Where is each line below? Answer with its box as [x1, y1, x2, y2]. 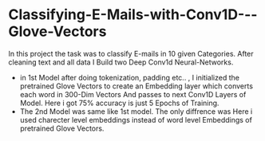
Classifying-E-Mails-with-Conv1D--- [8, 6, 258, 24]
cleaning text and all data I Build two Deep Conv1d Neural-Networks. [8, 57, 234, 67]
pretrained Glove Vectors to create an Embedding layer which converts [19, 81, 254, 91]
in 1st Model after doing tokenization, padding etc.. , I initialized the [19, 72, 239, 82]
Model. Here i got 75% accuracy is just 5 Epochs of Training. [19, 98, 220, 108]
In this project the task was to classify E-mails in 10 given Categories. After [8, 49, 254, 58]
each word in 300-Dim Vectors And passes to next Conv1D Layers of [19, 89, 247, 99]
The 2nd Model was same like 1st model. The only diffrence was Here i [19, 106, 253, 116]
